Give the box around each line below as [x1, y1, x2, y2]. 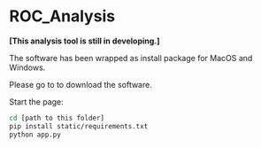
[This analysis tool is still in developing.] [9, 35, 161, 46]
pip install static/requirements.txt [9, 121, 149, 130]
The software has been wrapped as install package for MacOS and [9, 52, 253, 63]
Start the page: [9, 96, 64, 107]
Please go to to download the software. [9, 79, 152, 90]
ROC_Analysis [9, 6, 116, 27]
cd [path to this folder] [9, 113, 104, 122]
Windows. [9, 62, 46, 73]
